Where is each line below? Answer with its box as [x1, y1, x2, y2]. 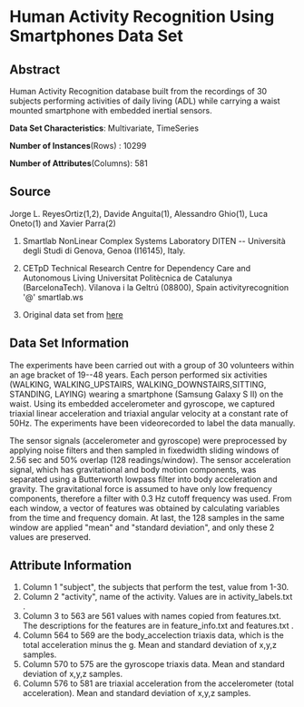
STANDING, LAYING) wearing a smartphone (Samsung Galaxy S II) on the [9, 388, 284, 399]
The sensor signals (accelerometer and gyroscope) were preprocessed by [9, 435, 288, 446]
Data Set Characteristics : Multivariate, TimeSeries [9, 123, 200, 133]
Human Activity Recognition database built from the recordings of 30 [9, 86, 268, 96]
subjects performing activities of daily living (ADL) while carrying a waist [9, 95, 280, 106]
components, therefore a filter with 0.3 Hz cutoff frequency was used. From [9, 493, 292, 504]
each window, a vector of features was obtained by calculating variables [9, 502, 280, 514]
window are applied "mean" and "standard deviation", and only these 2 [9, 522, 275, 533]
